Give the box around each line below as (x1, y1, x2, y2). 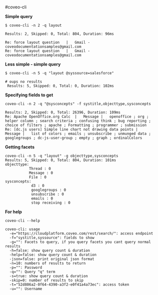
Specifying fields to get (5, 92, 53, 98)
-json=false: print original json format (9, 257, 95, 261)
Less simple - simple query (5, 61, 61, 67)
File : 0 (29, 175, 47, 180)
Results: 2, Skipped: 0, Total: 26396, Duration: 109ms (5, 110, 121, 115)
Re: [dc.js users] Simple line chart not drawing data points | (5, 127, 138, 132)
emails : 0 (31, 196, 53, 201)
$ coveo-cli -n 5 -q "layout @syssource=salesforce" (5, 71, 114, 75)
